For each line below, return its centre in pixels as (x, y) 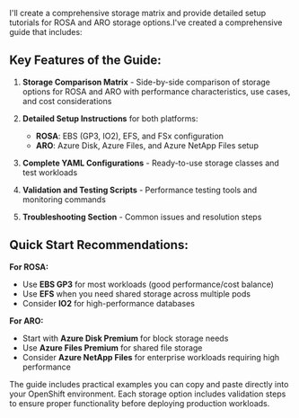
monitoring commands (64, 199)
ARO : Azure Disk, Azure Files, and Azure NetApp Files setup (147, 145)
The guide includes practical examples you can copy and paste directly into (149, 384)
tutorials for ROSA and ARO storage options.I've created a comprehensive (146, 22)
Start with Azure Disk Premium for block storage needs (125, 338)
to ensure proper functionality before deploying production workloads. (140, 403)
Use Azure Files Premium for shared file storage (112, 347)
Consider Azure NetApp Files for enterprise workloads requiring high (151, 357)
